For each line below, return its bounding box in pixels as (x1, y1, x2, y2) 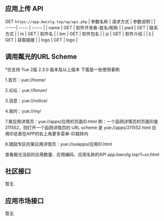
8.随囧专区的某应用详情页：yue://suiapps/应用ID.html (5, 141, 113, 147)
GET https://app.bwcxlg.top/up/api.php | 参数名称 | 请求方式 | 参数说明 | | (5, 19, 156, 24)
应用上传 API (5, 4, 44, 13)
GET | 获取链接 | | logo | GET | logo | (5, 37, 78, 43)
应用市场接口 (5, 197, 44, 205)
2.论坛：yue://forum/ (5, 87, 47, 93)
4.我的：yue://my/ (5, 108, 42, 114)
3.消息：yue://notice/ (5, 97, 48, 104)
